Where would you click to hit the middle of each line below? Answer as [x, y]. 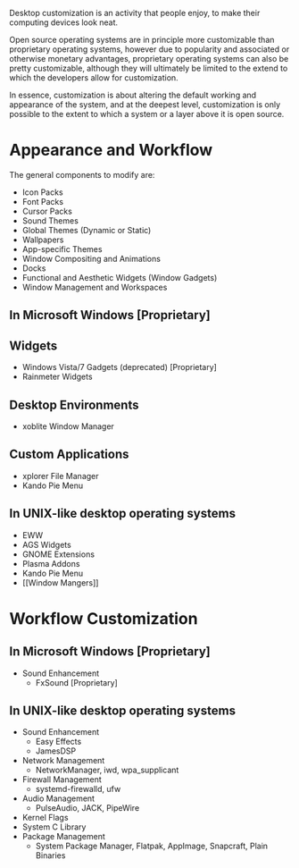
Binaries [50, 855]
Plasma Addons [51, 563]
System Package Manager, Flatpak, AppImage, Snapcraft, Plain [152, 846]
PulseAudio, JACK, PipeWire [87, 808]
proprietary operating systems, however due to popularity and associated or [149, 49]
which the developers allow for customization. [94, 78]
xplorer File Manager [61, 476]
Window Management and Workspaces [95, 287]
